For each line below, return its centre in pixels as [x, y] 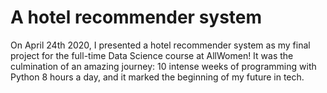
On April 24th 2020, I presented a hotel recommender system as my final [160, 45]
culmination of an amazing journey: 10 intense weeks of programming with [163, 66]
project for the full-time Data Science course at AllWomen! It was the [152, 55]
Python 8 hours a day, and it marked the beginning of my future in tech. [157, 77]
